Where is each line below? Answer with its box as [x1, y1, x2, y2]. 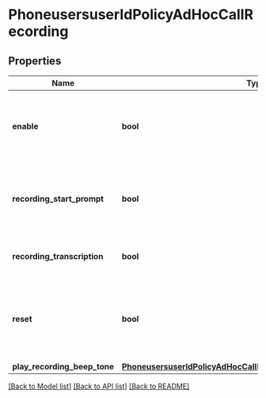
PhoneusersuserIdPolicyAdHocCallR [8, 6, 254, 24]
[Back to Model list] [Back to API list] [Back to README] [8, 381, 190, 391]
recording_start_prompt [12, 193, 104, 204]
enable [12, 121, 39, 132]
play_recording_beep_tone [12, 361, 115, 372]
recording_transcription [12, 251, 104, 261]
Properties [8, 54, 62, 68]
